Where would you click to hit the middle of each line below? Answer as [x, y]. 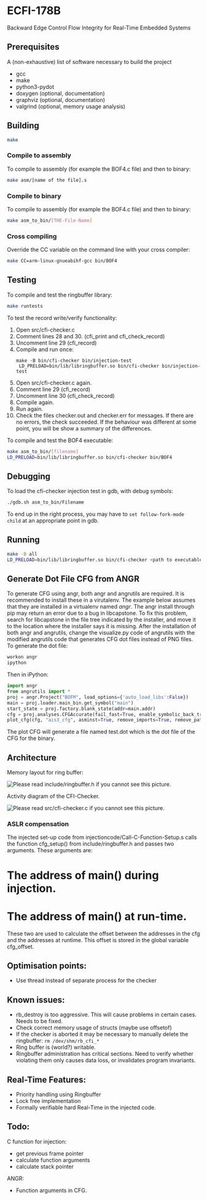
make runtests [25, 306]
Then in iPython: [28, 675]
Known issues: [36, 999]
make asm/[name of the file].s [47, 180]
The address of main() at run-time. [97, 916]
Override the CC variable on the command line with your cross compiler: [99, 250]
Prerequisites [33, 47]
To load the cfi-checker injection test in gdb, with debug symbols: [90, 491]
